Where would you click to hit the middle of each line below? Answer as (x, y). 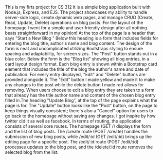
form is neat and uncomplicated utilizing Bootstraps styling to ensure (74, 49)
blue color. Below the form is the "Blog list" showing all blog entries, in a (77, 59)
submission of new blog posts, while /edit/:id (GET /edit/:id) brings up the (79, 137)
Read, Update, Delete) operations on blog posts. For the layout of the (74, 22)
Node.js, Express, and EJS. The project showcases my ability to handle (76, 12)
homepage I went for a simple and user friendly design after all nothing (76, 28)
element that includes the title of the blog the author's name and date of (77, 69)
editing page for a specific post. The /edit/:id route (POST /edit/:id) (72, 142)
